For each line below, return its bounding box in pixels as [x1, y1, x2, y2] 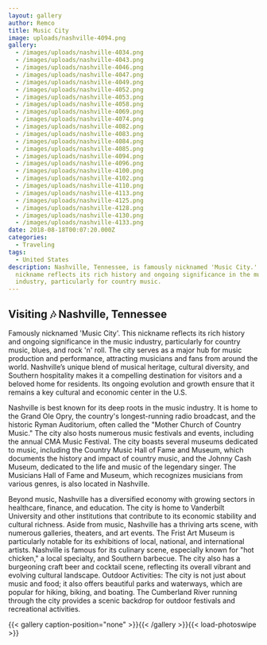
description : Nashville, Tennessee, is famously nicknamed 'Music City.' [8, 263, 258, 271]
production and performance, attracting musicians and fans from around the [8, 353, 258, 363]
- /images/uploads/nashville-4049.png [15, 78, 145, 86]
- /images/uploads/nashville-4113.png [15, 188, 145, 197]
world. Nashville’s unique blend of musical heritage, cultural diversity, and [8, 362, 250, 371]
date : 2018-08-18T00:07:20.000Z [8, 226, 115, 235]
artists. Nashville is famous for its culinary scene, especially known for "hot [8, 545, 254, 554]
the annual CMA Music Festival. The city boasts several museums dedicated [8, 437, 258, 446]
